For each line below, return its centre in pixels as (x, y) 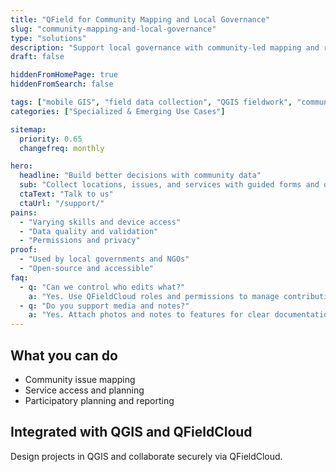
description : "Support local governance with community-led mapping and (165, 47)
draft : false (37, 57)
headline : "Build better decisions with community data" (140, 176)
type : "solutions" (48, 38)
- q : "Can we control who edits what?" (102, 287)
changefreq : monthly (62, 148)
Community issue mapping (80, 379)
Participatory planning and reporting (99, 400)
